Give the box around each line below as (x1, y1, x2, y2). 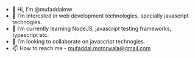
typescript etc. (12, 31, 49, 39)
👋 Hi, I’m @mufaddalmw (12, 6, 73, 13)
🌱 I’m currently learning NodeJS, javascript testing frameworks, (12, 25, 172, 32)
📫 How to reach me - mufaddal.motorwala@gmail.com (12, 45, 151, 51)
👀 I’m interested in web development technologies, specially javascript (12, 12, 189, 19)
